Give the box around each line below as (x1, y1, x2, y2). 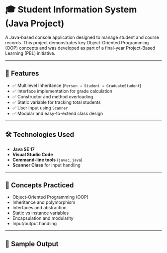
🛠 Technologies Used (5, 130, 75, 139)
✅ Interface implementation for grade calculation (12, 88, 113, 94)
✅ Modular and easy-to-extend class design (12, 110, 103, 116)
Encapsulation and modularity (12, 215, 74, 221)
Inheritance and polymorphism (12, 199, 76, 205)
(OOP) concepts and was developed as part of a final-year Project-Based (5, 45, 156, 51)
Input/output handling (12, 221, 57, 227)
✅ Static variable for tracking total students (12, 99, 101, 105)
